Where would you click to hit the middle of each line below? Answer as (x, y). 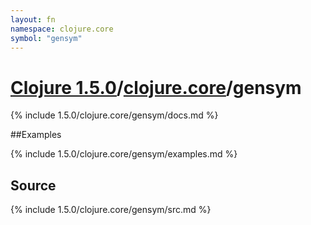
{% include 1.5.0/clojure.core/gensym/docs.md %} (114, 115)
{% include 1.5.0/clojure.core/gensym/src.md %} (111, 210)
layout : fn (33, 19)
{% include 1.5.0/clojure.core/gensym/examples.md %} (124, 154)
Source (33, 185)
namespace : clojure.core (62, 29)
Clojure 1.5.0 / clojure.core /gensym (156, 87)
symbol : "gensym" (46, 38)
